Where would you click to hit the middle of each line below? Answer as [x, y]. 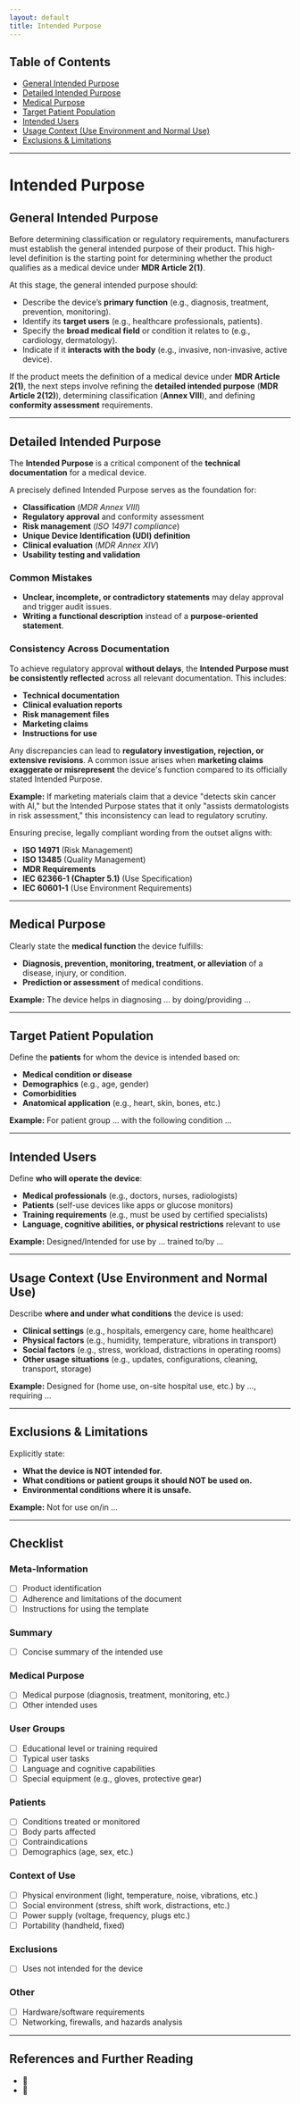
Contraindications [55, 1842]
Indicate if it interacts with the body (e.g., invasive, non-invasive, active [154, 350]
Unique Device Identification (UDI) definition [106, 536]
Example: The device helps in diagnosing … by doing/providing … [130, 999]
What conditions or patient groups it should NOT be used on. [137, 1480]
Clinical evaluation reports [72, 704]
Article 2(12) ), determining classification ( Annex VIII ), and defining [133, 396]
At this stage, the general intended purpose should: [104, 285]
